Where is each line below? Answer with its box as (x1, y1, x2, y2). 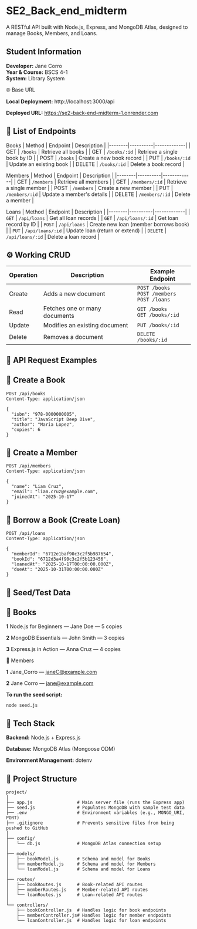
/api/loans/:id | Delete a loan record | (6, 233, 100, 240)
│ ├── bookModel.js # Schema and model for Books (6, 856, 151, 862)
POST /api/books (6, 391, 46, 396)
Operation (9, 271, 38, 279)
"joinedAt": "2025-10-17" (11, 494, 75, 500)
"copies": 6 (11, 426, 41, 432)
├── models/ (6, 851, 35, 857)
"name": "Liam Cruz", (11, 484, 64, 490)
